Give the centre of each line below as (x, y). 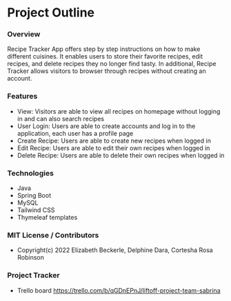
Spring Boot (34, 196)
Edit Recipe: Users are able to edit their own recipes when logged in (113, 148)
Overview (24, 34)
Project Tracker (33, 276)
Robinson (31, 258)
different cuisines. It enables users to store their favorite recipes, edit (105, 56)
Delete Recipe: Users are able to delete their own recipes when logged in (121, 155)
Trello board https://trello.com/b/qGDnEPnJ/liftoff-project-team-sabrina (119, 290)
